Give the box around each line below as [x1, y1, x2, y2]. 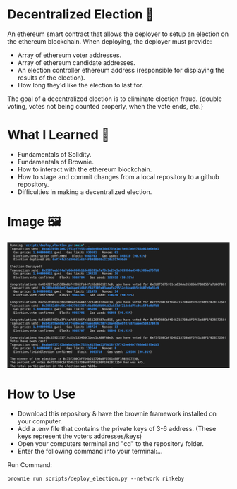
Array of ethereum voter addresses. [17, 51, 122, 59]
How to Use [7, 386, 76, 402]
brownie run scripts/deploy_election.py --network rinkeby [7, 475, 185, 482]
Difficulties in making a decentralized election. [17, 187, 152, 196]
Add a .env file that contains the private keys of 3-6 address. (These [17, 424, 217, 433]
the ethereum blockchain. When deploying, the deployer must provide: [7, 37, 212, 45]
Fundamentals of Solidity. [17, 150, 92, 158]
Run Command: [7, 460, 53, 469]
